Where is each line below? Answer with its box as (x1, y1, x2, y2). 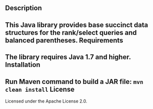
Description (5, 4, 42, 12)
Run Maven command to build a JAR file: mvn (5, 77, 144, 86)
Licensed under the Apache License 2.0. (5, 98, 87, 104)
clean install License (5, 85, 75, 93)
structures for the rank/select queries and (5, 28, 137, 36)
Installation (5, 61, 40, 69)
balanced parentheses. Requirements (5, 36, 123, 44)
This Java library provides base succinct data (5, 21, 148, 29)
